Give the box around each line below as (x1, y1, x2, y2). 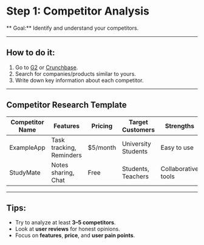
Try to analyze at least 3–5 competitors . (15, 219, 116, 226)
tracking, (51, 143, 77, 152)
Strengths (165, 121, 195, 130)
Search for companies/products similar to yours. (15, 70, 137, 77)
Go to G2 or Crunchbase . (15, 64, 78, 71)
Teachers (121, 172, 149, 180)
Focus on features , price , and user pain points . (15, 232, 135, 239)
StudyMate (9, 168, 41, 176)
